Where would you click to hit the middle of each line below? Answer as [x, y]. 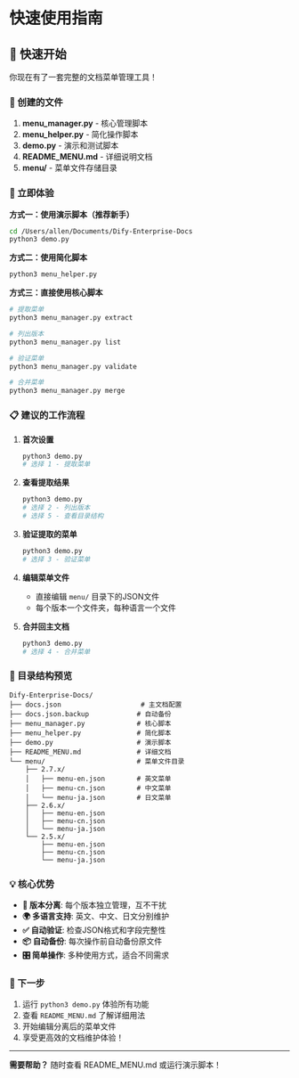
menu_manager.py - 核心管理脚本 [85, 123]
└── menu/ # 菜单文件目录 [97, 761]
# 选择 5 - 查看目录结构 [63, 516]
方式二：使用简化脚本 [48, 257]
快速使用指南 [57, 18]
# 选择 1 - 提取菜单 [56, 464]
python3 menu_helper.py [53, 274]
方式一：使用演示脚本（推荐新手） [72, 214]
